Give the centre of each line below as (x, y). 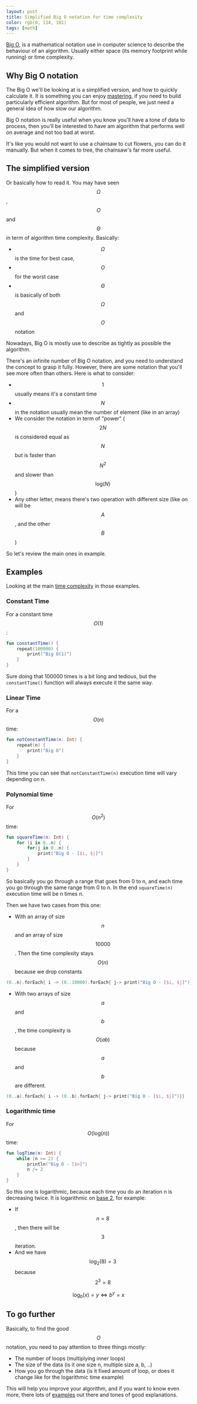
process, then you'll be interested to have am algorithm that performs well (95, 126)
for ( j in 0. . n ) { (48, 848)
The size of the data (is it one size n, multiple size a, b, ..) (83, 1365)
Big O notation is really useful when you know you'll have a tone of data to (96, 120)
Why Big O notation (42, 76)
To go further (31, 1314)
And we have (30, 1252)
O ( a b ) (103, 1039)
